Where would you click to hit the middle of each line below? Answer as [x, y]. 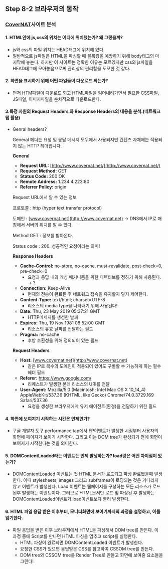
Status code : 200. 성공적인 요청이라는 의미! [56, 246]
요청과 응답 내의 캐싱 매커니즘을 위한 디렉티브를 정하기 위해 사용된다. [94, 277]
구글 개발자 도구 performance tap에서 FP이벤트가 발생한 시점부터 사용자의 [86, 431]
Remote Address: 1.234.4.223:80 [55, 181]
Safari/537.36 [34, 400]
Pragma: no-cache [40, 334]
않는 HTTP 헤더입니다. [40, 146]
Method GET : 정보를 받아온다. [43, 235]
